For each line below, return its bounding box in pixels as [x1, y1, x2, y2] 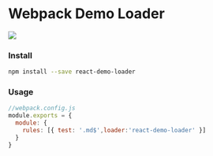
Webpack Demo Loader [8, 5, 166, 23]
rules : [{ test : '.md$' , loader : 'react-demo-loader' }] [22, 127, 207, 135]
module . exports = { [8, 112, 73, 120]
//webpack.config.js [8, 104, 77, 113]
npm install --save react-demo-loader [8, 68, 136, 76]
